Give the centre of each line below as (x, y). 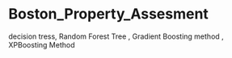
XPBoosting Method (42, 44)
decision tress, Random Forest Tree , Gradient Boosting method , (116, 36)
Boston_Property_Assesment (108, 14)
